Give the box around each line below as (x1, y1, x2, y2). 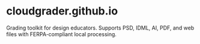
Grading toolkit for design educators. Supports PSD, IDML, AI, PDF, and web (6, 24, 195, 31)
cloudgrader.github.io (6, 4, 118, 18)
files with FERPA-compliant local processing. (6, 30, 117, 37)
